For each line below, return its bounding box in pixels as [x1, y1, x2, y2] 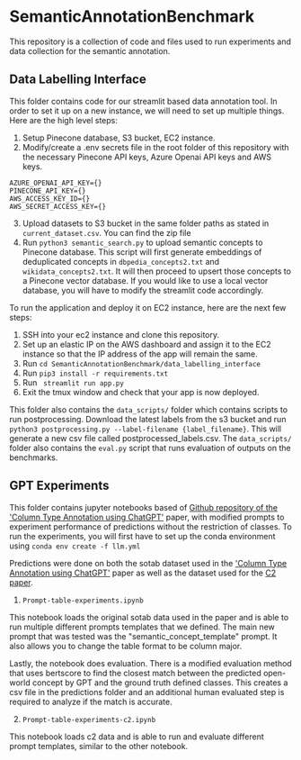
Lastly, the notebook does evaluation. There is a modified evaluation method [9, 657, 292, 668]
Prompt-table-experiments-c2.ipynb [22, 715, 156, 724]
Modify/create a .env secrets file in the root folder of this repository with [22, 141, 289, 152]
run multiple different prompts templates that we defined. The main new [9, 621, 276, 632]
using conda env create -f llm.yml [9, 540, 141, 551]
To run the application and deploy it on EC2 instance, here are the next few [9, 302, 287, 312]
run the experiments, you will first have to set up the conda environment [9, 530, 276, 541]
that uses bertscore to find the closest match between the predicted [9, 667, 262, 678]
